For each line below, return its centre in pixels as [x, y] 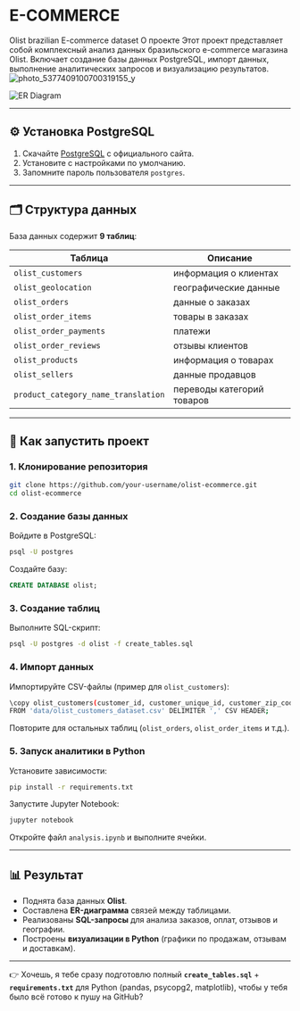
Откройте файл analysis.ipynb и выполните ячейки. [108, 837]
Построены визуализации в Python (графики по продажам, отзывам [154, 939]
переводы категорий [219, 389]
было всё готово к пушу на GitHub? [76, 997]
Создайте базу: [38, 569]
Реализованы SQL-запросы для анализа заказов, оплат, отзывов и [150, 920]
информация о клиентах [226, 273]
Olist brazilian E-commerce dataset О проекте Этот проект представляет [146, 40]
